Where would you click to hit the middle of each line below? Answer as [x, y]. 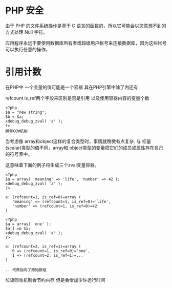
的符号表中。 [19, 154]
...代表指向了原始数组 [26, 270]
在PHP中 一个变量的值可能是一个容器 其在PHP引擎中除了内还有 [72, 87]
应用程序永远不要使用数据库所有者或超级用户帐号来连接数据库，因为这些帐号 [86, 43]
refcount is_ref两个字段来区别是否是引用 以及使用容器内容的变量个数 [77, 98]
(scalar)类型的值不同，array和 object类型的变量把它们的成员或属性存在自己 [84, 148]
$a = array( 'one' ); [28, 224]
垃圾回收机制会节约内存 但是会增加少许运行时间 [55, 280]
